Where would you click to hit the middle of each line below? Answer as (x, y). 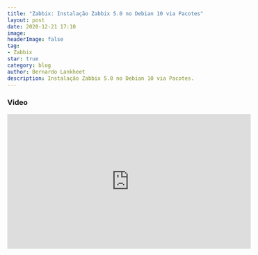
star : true (23, 59)
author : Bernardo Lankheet (46, 72)
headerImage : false (35, 40)
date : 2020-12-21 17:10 (42, 26)
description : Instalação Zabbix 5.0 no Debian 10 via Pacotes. (101, 78)
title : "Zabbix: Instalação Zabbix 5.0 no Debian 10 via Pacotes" (105, 14)
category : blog (29, 65)
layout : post (26, 20)
